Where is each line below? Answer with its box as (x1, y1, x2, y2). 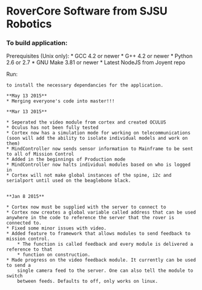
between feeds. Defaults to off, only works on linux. (17, 278, 158, 285)
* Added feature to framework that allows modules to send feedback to (6, 231, 191, 237)
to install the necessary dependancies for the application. (6, 82, 164, 88)
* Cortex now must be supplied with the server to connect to (6, 204, 166, 210)
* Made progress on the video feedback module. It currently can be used (6, 257, 197, 263)
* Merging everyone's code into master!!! (6, 98, 115, 104)
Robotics (6, 17, 53, 31)
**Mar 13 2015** (6, 109, 47, 115)
